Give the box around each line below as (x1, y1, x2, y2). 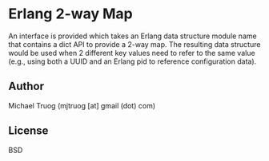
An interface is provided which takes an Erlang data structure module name (8, 31, 258, 41)
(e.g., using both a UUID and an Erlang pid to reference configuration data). (8, 57, 257, 66)
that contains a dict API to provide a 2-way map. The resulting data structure (8, 39, 261, 49)
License (8, 124, 49, 138)
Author (8, 80, 44, 93)
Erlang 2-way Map (8, 5, 134, 23)
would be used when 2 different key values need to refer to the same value (8, 48, 255, 57)
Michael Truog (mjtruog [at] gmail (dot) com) (8, 100, 156, 110)
